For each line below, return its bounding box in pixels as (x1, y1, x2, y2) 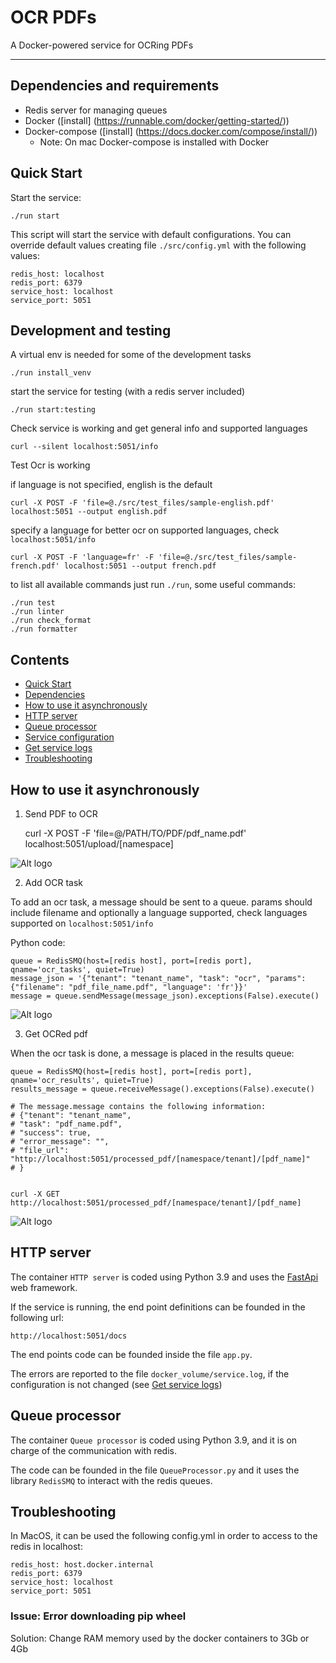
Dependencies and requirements (10, 77, 220, 95)
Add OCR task (24, 877, 83, 888)
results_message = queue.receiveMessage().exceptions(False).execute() (10, 1084, 315, 1094)
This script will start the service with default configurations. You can (10, 228, 292, 240)
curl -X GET (10, 1189, 60, 1199)
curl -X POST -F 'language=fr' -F (10, 552, 155, 563)
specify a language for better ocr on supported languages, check (10, 524, 280, 536)
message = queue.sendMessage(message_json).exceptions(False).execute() (10, 991, 320, 1001)
